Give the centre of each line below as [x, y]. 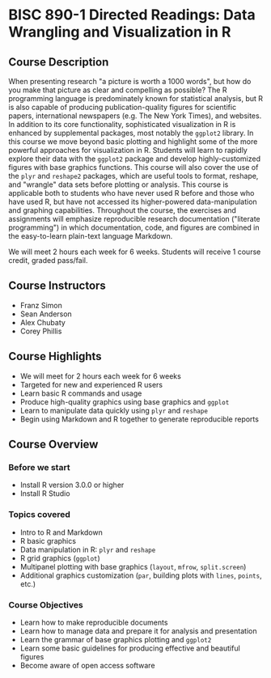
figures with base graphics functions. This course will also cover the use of [133, 167]
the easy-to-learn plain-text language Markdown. [91, 236]
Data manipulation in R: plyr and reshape [88, 549]
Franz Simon [41, 305]
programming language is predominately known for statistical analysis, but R [136, 98]
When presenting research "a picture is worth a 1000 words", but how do [130, 81]
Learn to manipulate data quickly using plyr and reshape [114, 410]
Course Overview [53, 445]
